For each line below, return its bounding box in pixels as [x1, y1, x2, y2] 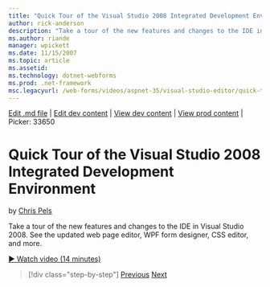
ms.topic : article [8, 57, 70, 65]
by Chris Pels [8, 206, 52, 215]
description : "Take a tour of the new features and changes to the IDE [8, 27, 253, 35]
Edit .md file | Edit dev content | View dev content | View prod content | [8, 109, 243, 118]
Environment [8, 179, 96, 198]
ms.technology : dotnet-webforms [8, 72, 117, 80]
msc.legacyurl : [8, 86, 59, 95]
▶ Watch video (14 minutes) [8, 254, 101, 264]
